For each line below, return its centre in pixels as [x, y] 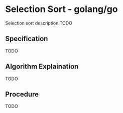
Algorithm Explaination [42, 67]
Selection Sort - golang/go [61, 9]
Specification [27, 39]
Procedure [22, 94]
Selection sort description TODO [39, 23]
